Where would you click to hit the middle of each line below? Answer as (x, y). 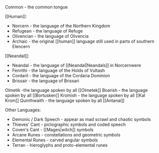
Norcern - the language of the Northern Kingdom (61, 26)
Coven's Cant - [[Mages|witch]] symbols (53, 130)
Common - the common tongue (36, 7)
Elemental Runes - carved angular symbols (55, 140)
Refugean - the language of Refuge (48, 31)
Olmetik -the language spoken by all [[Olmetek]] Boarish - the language (76, 90)
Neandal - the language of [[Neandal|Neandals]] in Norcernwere (77, 65)
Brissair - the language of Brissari (46, 81)
